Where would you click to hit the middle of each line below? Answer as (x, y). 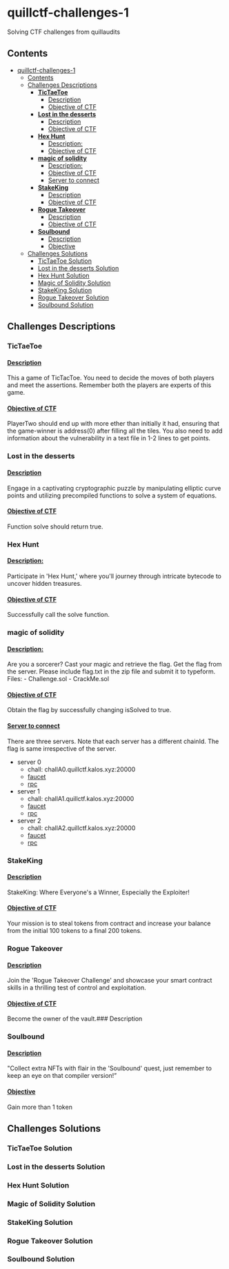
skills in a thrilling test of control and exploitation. (77, 987)
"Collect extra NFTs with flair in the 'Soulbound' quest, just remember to (110, 1068)
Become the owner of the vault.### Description (75, 1019)
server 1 (28, 791)
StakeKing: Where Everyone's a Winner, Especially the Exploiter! (98, 892)
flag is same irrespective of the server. (62, 748)
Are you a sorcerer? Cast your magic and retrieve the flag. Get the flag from (114, 665)
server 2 (29, 820)
